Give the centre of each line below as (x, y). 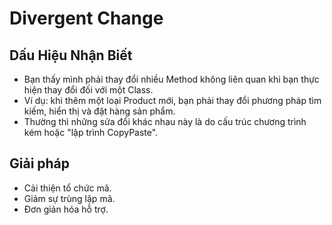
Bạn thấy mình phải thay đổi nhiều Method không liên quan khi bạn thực (171, 79)
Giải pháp (40, 163)
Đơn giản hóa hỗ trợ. (66, 209)
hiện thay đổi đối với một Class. (88, 90)
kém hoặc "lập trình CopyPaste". (91, 132)
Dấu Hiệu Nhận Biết (71, 55)
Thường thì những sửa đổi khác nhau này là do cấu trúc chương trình (165, 121)
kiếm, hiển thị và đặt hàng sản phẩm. (99, 111)
